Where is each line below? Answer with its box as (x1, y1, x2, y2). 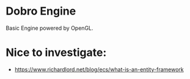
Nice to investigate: (5, 46, 107, 60)
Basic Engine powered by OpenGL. (5, 24, 93, 32)
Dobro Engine (5, 4, 76, 18)
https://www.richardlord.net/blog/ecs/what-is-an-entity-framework (14, 66, 184, 73)
